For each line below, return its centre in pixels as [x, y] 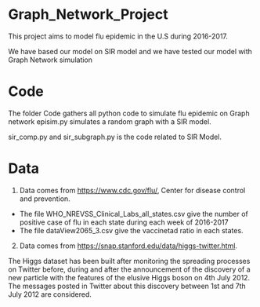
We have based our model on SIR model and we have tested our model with [130, 51]
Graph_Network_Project [88, 15]
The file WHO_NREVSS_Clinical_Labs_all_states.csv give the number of [134, 214]
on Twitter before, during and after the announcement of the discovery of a [129, 269]
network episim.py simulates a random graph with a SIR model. [110, 121]
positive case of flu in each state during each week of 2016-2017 [124, 222]
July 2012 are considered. [50, 294]
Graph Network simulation [50, 60]
